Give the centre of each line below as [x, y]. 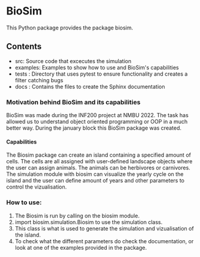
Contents [24, 47]
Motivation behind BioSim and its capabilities [74, 102]
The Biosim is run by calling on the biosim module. [77, 216]
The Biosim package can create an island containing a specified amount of [98, 155]
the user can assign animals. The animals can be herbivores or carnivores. [98, 168]
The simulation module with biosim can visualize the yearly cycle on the [95, 174]
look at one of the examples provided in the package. [81, 247]
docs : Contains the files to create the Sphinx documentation [90, 86]
